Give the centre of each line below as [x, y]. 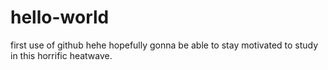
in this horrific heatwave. [61, 55]
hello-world [60, 17]
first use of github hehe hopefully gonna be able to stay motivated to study [164, 45]
